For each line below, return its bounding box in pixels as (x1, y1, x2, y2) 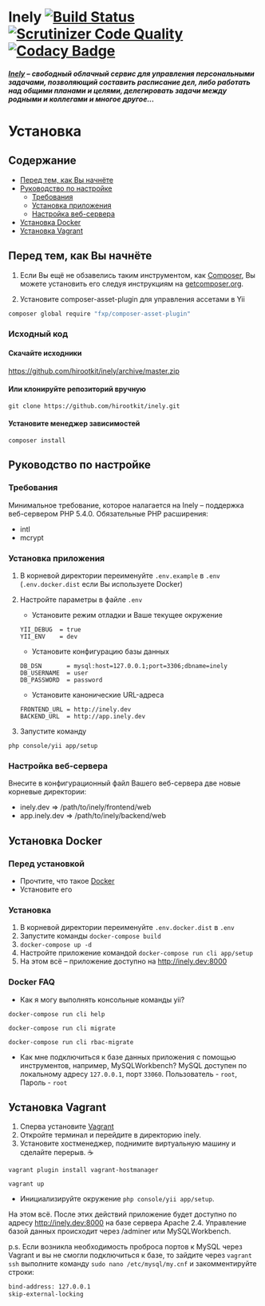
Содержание (8, 154, 77, 168)
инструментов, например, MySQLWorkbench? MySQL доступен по (19, 1060, 247, 1070)
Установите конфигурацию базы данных (31, 647, 170, 656)
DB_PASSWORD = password (19, 675, 103, 684)
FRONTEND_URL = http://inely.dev (19, 705, 132, 714)
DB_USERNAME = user (19, 669, 89, 677)
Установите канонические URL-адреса (31, 690, 164, 699)
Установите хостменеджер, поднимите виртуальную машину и (19, 1138, 236, 1149)
